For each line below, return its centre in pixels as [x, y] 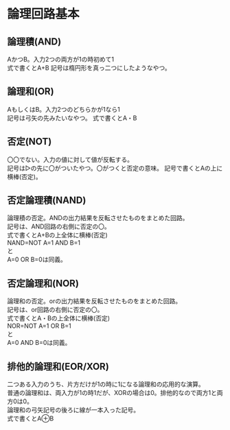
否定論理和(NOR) [43, 283]
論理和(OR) [31, 92]
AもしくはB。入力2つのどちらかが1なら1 [64, 109]
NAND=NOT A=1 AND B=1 [44, 243]
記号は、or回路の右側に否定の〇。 [55, 310]
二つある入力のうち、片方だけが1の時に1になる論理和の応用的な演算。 [106, 384]
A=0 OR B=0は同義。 [37, 260]
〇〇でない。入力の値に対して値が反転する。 [70, 159]
